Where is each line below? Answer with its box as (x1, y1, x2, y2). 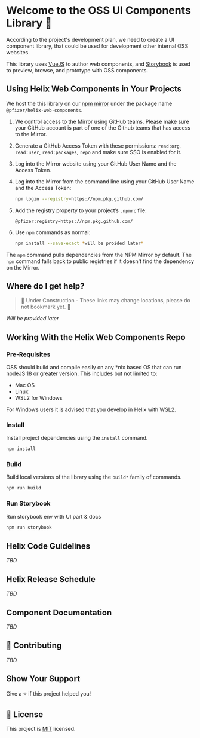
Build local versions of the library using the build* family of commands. (6, 473, 182, 481)
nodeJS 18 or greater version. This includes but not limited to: (6, 370, 158, 377)
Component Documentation (6, 607, 112, 617)
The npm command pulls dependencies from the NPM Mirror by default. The (6, 251, 192, 258)
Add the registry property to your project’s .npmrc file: (14, 207, 147, 214)
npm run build (6, 485, 42, 491)
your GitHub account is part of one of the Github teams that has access (14, 124, 191, 131)
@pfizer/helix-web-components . (6, 106, 83, 114)
